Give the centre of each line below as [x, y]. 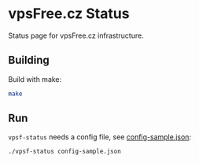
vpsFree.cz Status [69, 14]
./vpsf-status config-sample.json [65, 152]
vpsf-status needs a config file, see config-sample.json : [99, 137]
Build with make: [35, 79]
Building [29, 60]
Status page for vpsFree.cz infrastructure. [76, 35]
